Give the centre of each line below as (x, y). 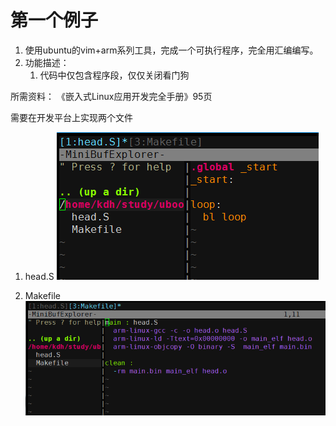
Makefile (42, 295)
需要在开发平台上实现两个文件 (71, 117)
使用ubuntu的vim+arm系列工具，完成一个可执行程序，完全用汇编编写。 (171, 50)
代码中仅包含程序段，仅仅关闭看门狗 (114, 75)
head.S (39, 276)
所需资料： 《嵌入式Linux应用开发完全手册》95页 (111, 96)
